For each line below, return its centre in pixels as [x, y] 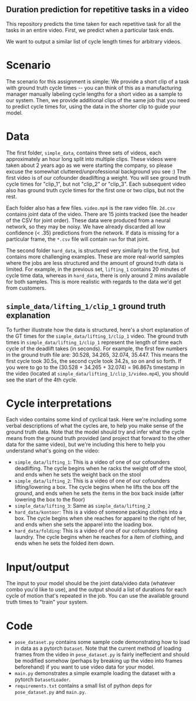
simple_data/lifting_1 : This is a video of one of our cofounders [92, 462]
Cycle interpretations [59, 403]
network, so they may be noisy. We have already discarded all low [86, 226]
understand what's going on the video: [53, 451]
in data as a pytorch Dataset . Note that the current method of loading [98, 648]
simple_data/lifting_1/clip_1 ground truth [86, 306]
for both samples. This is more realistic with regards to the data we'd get [94, 281]
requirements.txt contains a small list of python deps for [83, 686]
